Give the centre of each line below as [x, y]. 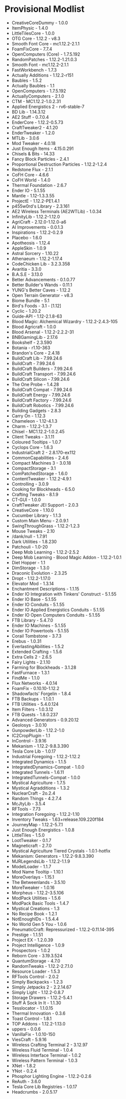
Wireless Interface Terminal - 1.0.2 [46, 1055]
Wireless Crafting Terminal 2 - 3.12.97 [50, 1045]
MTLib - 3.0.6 [25, 138]
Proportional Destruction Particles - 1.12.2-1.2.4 [59, 164]
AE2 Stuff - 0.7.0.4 [30, 117]
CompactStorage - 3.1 [34, 468]
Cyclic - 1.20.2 [26, 311]
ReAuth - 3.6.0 [26, 1081]
